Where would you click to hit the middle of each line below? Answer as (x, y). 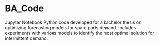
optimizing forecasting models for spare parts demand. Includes (71, 27)
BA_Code (24, 9)
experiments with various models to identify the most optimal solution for (80, 33)
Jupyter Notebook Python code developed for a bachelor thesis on (73, 22)
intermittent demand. (26, 38)
